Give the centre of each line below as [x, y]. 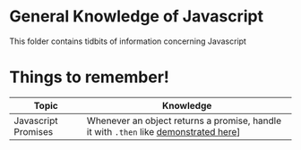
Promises [34, 131]
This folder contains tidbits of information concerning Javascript [128, 41]
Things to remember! [90, 77]
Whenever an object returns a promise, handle [184, 121]
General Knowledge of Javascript [137, 17]
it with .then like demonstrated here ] [163, 131]
